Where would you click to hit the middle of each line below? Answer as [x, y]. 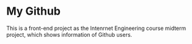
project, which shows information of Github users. [69, 34]
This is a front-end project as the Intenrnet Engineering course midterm [96, 28]
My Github [34, 11]
